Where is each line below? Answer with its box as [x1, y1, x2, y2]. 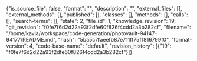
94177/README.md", [6, 36, 57, 43]
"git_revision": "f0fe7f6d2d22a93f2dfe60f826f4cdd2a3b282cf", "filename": [6, 23, 191, 30]
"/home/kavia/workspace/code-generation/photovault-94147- [6, 30, 157, 37]
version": [6, 42, 28, 49]
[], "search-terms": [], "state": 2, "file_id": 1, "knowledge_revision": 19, [6, 18, 176, 24]
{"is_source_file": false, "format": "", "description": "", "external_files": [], [6, 5, 182, 12]
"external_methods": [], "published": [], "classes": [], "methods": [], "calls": [6, 11, 189, 18]
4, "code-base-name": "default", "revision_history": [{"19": [29, 42, 172, 49]
